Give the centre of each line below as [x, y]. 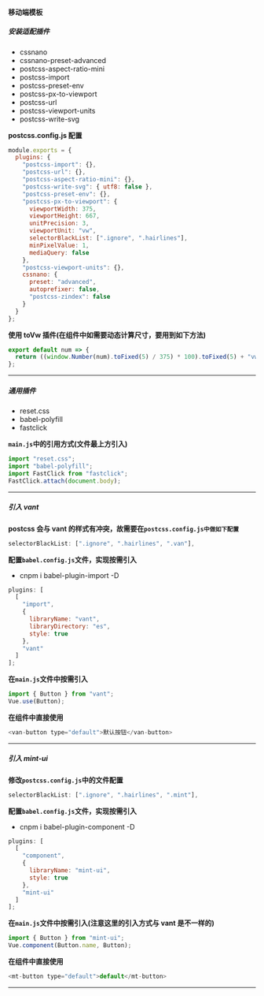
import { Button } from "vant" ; [61, 694]
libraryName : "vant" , [64, 619]
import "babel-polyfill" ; [50, 466]
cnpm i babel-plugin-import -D [69, 575]
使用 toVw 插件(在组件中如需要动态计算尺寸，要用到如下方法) [107, 334]
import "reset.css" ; [42, 459]
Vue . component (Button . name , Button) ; [70, 946]
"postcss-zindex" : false [70, 297]
